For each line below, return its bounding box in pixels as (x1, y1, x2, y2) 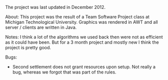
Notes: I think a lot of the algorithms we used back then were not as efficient (5, 34, 163, 40)
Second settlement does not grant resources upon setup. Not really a (12, 64, 156, 70)
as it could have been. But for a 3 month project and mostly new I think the (5, 39, 159, 45)
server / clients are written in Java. (5, 24, 77, 30)
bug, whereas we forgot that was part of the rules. (12, 69, 117, 75)
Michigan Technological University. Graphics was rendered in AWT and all (5, 19, 158, 25)
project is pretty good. (5, 45, 51, 50)
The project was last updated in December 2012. (5, 4, 106, 10)
